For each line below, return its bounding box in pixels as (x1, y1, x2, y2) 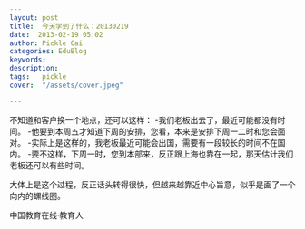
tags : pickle (9, 72, 67, 81)
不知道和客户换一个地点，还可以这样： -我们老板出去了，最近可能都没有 (9, 114, 279, 125)
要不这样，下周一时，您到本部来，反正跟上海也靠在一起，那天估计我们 (31, 148, 294, 159)
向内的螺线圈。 (9, 190, 65, 201)
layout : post (9, 13, 59, 23)
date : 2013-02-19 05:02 (9, 30, 103, 39)
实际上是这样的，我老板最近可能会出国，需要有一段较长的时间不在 (31, 137, 279, 148)
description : (9, 64, 59, 73)
